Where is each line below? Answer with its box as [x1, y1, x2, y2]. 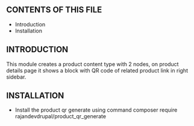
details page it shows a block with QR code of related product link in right [6, 67, 189, 74]
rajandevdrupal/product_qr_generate [14, 113, 107, 120]
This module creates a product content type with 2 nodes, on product [6, 60, 179, 68]
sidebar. [6, 73, 27, 80]
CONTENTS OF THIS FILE [6, 5, 102, 15]
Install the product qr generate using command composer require [14, 106, 178, 113]
